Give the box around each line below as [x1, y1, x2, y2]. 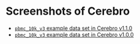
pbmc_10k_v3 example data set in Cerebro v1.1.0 [14, 24, 133, 32]
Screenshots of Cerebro [6, 4, 130, 18]
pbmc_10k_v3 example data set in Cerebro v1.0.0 [14, 31, 134, 38]
